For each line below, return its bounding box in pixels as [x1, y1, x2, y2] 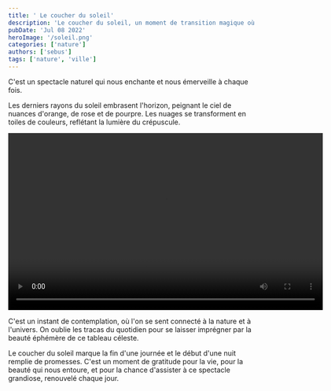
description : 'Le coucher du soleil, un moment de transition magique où [8, 19, 256, 27]
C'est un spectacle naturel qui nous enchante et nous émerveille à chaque [8, 76, 249, 87]
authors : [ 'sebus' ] [8, 48, 72, 56]
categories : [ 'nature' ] [8, 41, 86, 49]
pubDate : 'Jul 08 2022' [8, 26, 86, 34]
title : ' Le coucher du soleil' [8, 11, 114, 20]
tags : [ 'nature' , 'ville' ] [8, 56, 97, 64]
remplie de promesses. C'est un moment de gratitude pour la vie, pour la [8, 356, 244, 366]
